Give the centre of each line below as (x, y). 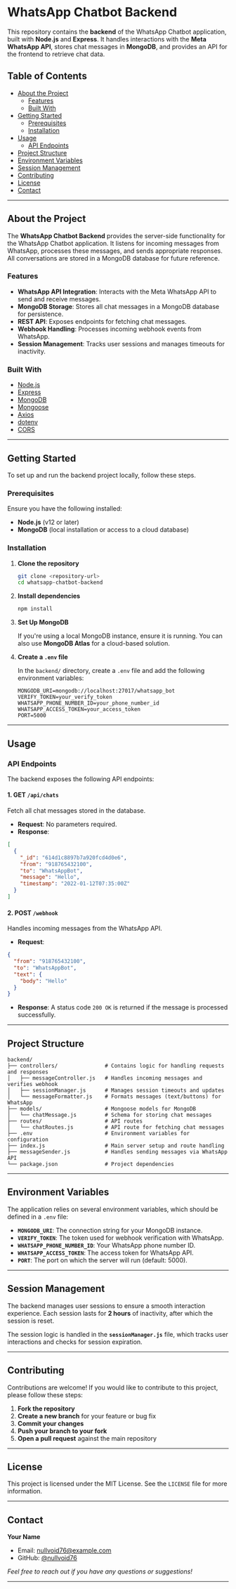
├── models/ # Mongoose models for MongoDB (102, 1109)
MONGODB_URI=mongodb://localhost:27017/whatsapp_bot (96, 691)
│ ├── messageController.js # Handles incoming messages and (105, 1078)
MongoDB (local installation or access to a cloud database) (103, 530)
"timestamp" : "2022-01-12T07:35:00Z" (75, 884)
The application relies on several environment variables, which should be (113, 1209)
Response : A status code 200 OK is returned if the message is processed (123, 1007)
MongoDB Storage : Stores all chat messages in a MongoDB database (118, 306)
